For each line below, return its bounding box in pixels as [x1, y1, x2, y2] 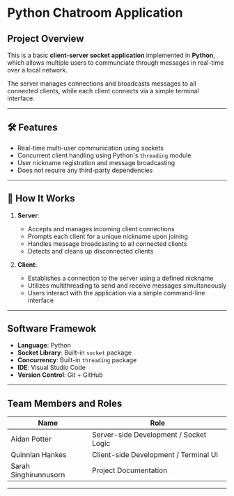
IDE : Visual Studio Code [17, 364, 86, 372]
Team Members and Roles [7, 397, 123, 409]
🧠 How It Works [7, 193, 75, 205]
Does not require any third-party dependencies [17, 166, 153, 174]
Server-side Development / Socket [91, 430, 207, 440]
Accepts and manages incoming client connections [27, 224, 175, 233]
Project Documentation [91, 465, 168, 475]
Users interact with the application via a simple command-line [27, 288, 205, 297]
